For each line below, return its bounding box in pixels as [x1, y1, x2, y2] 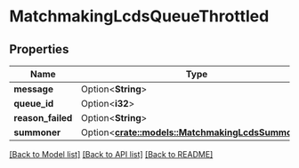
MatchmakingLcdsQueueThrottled [9, 6, 270, 27]
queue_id [13, 98, 54, 109]
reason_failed [13, 112, 73, 124]
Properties [9, 42, 69, 57]
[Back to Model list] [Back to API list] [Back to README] [9, 149, 214, 159]
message [13, 83, 53, 95]
